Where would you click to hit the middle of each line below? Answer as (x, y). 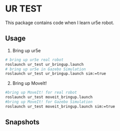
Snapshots (22, 122)
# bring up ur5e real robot (34, 60)
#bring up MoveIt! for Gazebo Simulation (49, 102)
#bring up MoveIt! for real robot (41, 93)
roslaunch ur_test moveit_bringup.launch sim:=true (60, 106)
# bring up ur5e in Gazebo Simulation (45, 69)
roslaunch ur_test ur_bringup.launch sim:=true (56, 74)
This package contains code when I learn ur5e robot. (60, 23)
